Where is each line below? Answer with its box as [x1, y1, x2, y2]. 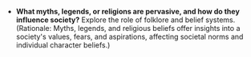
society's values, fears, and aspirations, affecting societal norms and [15, 32, 244, 41]
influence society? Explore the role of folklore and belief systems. [15, 15, 236, 25]
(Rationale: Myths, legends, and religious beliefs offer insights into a [15, 24, 241, 32]
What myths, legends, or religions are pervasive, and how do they [15, 7, 241, 16]
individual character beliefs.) [15, 40, 111, 50]
